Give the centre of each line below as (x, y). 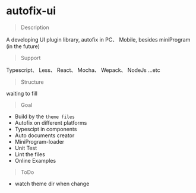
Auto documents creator (45, 135)
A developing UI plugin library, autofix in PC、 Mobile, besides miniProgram (98, 39)
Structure (32, 82)
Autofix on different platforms (51, 122)
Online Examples (35, 160)
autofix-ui (31, 11)
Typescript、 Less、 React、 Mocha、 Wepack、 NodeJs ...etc (83, 70)
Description (35, 27)
